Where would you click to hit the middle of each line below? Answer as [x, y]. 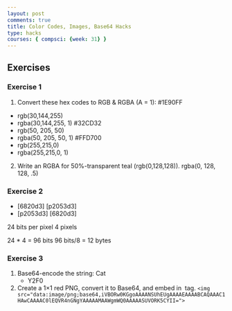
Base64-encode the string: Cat [61, 274]
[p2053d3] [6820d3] [47, 214]
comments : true [29, 20]
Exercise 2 [25, 191]
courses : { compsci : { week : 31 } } [57, 39]
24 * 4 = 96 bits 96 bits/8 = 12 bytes [59, 240]
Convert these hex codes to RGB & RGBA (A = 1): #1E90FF [100, 102]
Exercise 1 [25, 87]
